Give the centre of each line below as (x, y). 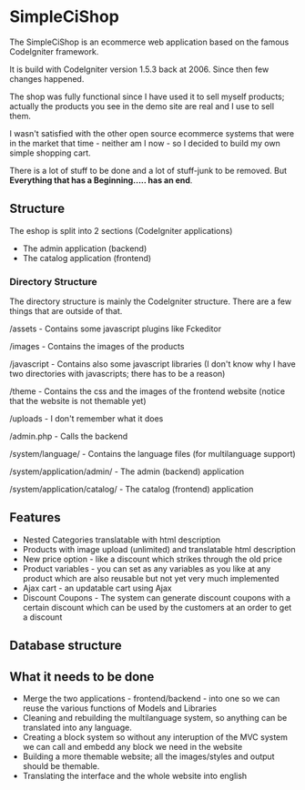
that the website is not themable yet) (78, 401)
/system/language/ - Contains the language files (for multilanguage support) (152, 454)
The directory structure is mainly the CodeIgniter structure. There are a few (151, 301)
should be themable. (61, 766)
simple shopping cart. (50, 153)
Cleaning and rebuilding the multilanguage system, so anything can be (155, 718)
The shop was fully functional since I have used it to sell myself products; (147, 96)
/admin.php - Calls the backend (69, 436)
